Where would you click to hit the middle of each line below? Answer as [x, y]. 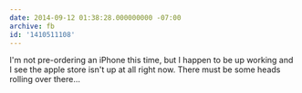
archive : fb [32, 26]
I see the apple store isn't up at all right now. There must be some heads [145, 70]
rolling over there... [45, 79]
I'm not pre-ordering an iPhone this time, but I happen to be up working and [151, 60]
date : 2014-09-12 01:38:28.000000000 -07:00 [95, 18]
